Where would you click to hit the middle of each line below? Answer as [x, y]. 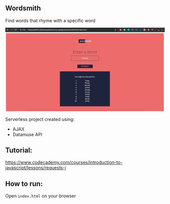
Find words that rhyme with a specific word [50, 20]
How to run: [24, 183]
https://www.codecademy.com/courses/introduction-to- [64, 162]
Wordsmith [23, 8]
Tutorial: [19, 151]
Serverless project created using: [40, 119]
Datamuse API [27, 134]
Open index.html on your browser [41, 196]
